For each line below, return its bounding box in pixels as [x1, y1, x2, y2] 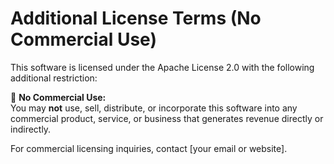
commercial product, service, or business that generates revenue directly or [10, 112, 324, 124]
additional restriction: [10, 72, 98, 84]
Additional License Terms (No [10, 7, 262, 30]
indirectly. [10, 123, 52, 135]
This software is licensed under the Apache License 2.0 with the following [10, 61, 315, 73]
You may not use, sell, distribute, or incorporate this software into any [10, 102, 298, 114]
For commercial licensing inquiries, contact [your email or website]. [10, 142, 288, 154]
